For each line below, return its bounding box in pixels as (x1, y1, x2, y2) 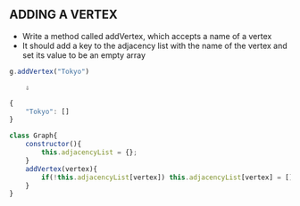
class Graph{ (9, 131, 58, 141)
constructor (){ (25, 140, 82, 149)
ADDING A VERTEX (9, 7, 118, 22)
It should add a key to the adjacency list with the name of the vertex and (21, 40, 287, 51)
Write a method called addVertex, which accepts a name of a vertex (21, 30, 272, 41)
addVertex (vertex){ (25, 164, 98, 173)
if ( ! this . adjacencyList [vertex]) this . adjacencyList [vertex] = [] (41, 173, 294, 182)
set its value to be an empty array (21, 49, 146, 61)
